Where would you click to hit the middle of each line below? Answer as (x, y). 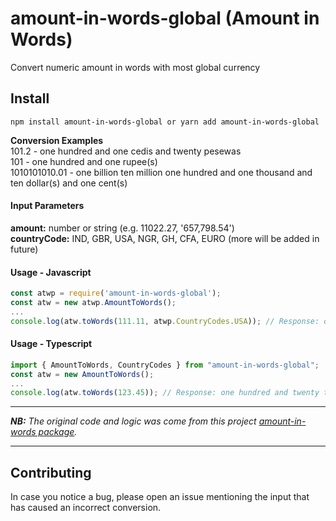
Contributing (51, 472)
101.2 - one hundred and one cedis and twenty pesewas (126, 151)
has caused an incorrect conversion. (86, 508)
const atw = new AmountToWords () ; (82, 374)
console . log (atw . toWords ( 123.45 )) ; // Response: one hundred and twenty (165, 393)
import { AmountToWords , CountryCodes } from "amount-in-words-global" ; (165, 365)
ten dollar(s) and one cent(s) (69, 183)
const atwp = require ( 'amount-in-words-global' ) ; (116, 293)
